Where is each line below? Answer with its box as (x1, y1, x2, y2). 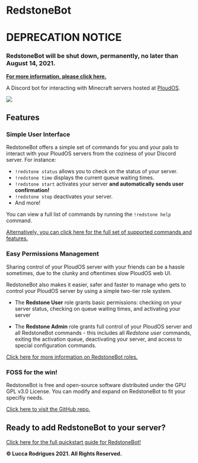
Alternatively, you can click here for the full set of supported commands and (6, 229, 192, 236)
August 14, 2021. (6, 59, 56, 68)
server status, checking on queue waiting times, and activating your (14, 305, 181, 312)
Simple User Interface (6, 130, 71, 138)
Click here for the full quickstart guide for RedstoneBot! (6, 438, 141, 445)
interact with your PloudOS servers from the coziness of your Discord (6, 150, 176, 157)
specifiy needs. (6, 394, 44, 401)
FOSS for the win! (6, 368, 58, 376)
